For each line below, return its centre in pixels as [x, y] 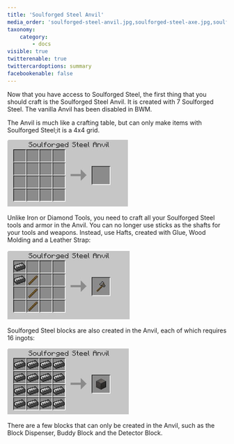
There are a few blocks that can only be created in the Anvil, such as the [111, 425]
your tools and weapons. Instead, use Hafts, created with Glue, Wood [107, 232]
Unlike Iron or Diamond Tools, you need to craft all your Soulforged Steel [111, 217]
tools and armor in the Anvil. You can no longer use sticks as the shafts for [114, 225]
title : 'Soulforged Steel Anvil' [56, 15]
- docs [42, 44]
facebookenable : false [40, 73]
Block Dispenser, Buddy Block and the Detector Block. [85, 433]
